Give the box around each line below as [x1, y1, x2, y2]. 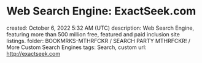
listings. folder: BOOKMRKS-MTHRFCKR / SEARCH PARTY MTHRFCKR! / [6, 37, 191, 44]
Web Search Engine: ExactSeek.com [6, 4, 196, 18]
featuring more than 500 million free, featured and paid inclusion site [6, 30, 180, 38]
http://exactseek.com [6, 50, 61, 57]
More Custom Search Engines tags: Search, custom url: [6, 44, 147, 51]
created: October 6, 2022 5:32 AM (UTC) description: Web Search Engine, [6, 24, 195, 31]
